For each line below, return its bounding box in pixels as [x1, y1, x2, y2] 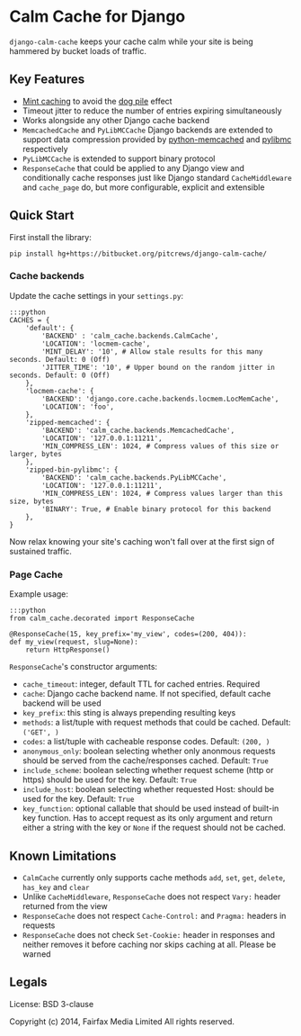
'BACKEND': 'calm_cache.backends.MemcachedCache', [41, 426, 235, 435]
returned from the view [22, 900, 108, 911]
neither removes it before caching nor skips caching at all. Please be [22, 939, 277, 950]
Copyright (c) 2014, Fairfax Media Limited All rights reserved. [9, 1015, 235, 1027]
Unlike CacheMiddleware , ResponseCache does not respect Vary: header [22, 891, 281, 902]
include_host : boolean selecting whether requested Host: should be [22, 784, 275, 795]
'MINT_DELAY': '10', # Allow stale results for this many [41, 347, 263, 356]
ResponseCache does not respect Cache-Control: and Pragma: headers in [22, 910, 287, 921]
